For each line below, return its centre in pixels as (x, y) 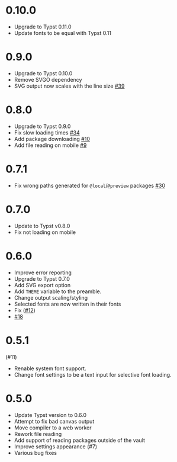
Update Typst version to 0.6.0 (50, 415)
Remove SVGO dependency (48, 79)
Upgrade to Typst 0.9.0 (42, 126)
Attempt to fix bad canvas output (54, 421)
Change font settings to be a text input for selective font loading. (93, 374)
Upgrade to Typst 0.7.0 (42, 278)
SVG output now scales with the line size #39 (69, 86)
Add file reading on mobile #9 (50, 145)
